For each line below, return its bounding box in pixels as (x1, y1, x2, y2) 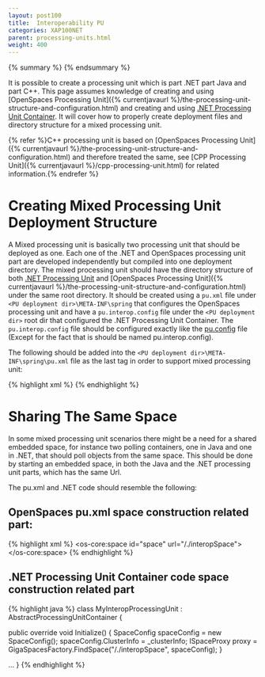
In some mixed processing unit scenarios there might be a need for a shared (8, 434, 257, 443)
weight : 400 (8, 41, 47, 49)
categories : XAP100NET (8, 26, 83, 34)
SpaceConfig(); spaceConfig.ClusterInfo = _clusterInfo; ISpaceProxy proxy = (8, 636, 258, 645)
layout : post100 (8, 11, 62, 20)
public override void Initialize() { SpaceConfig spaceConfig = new (8, 627, 222, 637)
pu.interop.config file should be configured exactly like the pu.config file (8, 324, 248, 333)
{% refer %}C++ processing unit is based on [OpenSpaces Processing (8, 135, 239, 145)
